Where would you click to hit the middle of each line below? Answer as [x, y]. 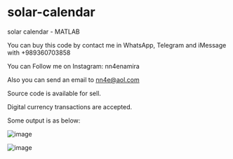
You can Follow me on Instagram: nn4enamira [74, 66]
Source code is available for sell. [54, 93]
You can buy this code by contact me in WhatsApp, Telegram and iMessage [117, 45]
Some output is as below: [44, 120]
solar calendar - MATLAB [44, 32]
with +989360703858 [39, 53]
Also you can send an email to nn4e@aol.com [73, 79]
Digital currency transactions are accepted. [70, 106]
